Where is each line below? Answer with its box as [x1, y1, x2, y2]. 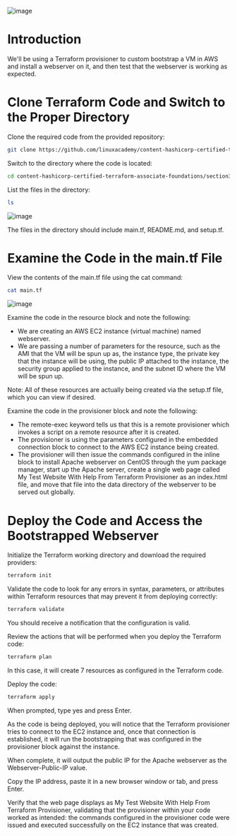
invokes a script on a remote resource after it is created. [17, 428, 181, 436]
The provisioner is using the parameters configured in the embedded [17, 436, 219, 444]
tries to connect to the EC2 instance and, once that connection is [7, 727, 196, 736]
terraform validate [7, 606, 65, 613]
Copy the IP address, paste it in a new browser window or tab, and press [7, 777, 219, 785]
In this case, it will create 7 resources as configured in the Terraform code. [7, 666, 224, 675]
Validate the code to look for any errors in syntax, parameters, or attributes [7, 585, 224, 594]
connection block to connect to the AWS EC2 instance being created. [17, 443, 219, 451]
